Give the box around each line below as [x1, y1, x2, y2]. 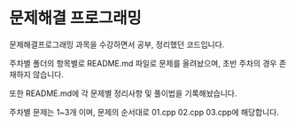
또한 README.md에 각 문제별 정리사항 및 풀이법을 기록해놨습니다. [9, 88, 237, 98]
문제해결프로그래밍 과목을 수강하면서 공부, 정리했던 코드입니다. [9, 39, 225, 50]
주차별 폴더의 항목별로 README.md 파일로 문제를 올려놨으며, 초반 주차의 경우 [9, 58, 277, 68]
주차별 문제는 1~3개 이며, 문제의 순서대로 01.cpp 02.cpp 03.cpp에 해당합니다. [9, 106, 279, 117]
